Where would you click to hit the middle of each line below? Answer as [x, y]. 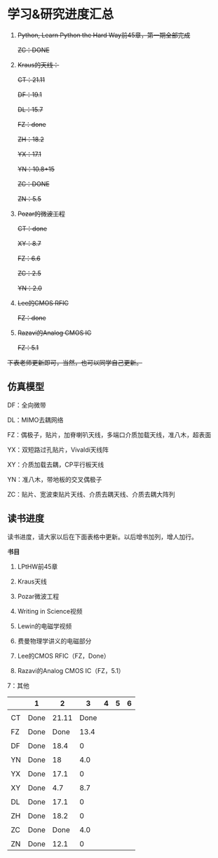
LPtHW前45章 [38, 566]
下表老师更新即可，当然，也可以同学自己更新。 [75, 362]
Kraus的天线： [38, 64]
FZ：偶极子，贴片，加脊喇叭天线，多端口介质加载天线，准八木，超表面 [109, 434]
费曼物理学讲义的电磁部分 [54, 641]
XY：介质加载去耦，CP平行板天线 [56, 464]
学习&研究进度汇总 [61, 14]
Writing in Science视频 [50, 611]
